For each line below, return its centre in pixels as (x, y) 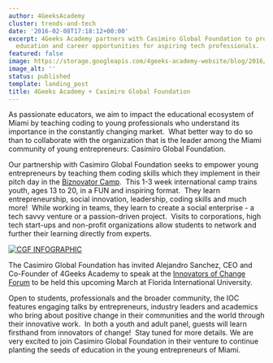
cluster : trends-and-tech (52, 24)
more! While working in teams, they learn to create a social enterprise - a (131, 208)
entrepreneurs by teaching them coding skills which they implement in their (134, 173)
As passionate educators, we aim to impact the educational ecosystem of (131, 115)
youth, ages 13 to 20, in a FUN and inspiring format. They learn (115, 191)
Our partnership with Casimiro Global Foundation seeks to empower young (133, 165)
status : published (39, 76)
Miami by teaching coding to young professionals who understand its (124, 123)
